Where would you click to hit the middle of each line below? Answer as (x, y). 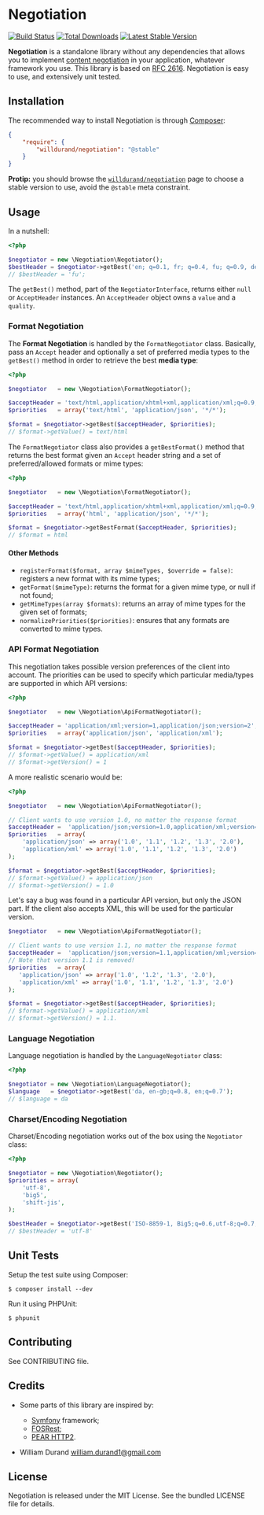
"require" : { (44, 142)
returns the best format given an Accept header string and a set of (115, 455)
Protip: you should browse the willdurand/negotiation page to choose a (126, 179)
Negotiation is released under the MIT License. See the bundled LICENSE (126, 1495)
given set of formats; (53, 612)
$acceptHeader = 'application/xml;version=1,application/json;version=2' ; (133, 726)
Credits (27, 1386)
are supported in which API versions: (68, 683)
